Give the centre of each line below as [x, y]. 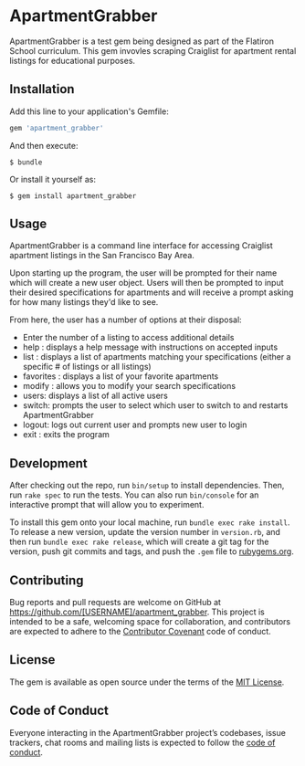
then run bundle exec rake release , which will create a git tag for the [139, 542]
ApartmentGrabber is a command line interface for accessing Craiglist [142, 246]
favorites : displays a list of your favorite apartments [121, 376]
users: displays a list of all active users [95, 396]
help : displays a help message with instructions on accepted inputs [150, 347]
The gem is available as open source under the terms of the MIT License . [147, 682]
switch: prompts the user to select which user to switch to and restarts [155, 405]
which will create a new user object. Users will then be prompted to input [147, 283]
